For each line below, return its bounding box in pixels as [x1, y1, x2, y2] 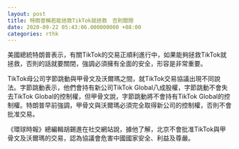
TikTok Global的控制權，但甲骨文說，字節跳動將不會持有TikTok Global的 [13, 92, 224, 101]
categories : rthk [7, 30, 59, 38]
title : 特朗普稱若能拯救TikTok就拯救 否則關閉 [7, 17, 134, 24]
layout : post [7, 10, 46, 18]
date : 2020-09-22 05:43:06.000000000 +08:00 [7, 23, 142, 31]
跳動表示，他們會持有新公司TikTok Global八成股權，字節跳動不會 [31, 83, 222, 92]
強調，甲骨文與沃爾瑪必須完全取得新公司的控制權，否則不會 [56, 101, 232, 110]
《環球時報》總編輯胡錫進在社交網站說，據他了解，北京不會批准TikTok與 [7, 125, 221, 133]
